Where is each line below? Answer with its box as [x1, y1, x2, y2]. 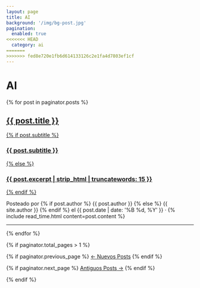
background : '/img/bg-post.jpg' [6, 20, 86, 26]
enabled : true [11, 31, 46, 37]
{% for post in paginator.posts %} [6, 98, 89, 106]
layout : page [6, 8, 39, 15]
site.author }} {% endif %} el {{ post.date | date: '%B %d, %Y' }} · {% [6, 206, 176, 213]
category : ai [11, 42, 44, 48]
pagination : [6, 25, 36, 32]
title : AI [6, 14, 31, 20]
